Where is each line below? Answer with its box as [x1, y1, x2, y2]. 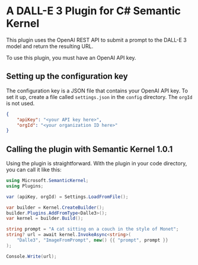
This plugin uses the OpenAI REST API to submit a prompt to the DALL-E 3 [6, 36, 187, 43]
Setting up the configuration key [6, 71, 129, 81]
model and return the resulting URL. [6, 43, 94, 50]
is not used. [6, 100, 35, 107]
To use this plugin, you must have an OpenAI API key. [6, 54, 136, 61]
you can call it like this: [6, 166, 62, 173]
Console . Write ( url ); [6, 253, 58, 259]
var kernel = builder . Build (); [6, 215, 84, 222]
